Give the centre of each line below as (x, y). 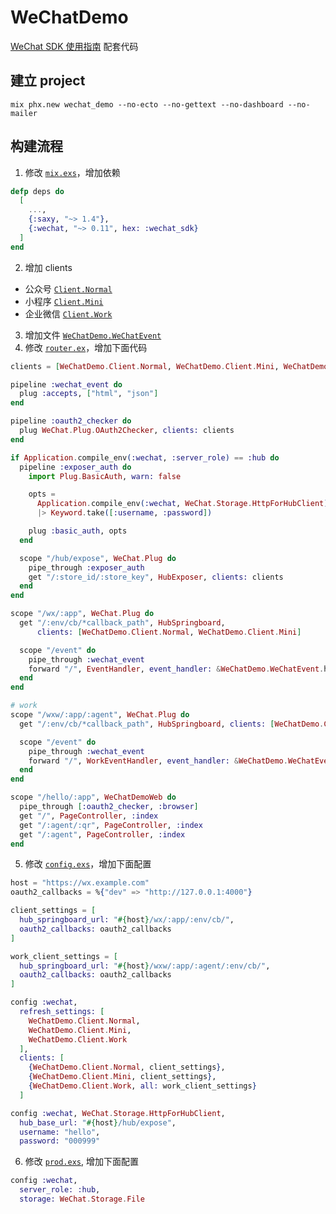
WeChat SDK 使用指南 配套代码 (74, 46)
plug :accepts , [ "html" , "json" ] (89, 394)
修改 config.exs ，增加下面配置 (88, 864)
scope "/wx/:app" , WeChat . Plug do (82, 614)
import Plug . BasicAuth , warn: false (105, 476)
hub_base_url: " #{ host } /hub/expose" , (98, 1122)
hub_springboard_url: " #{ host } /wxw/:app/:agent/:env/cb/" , (145, 966)
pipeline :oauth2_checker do (71, 421)
